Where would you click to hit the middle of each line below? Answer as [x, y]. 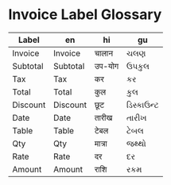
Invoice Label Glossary [85, 15]
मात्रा [101, 143]
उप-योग [107, 66]
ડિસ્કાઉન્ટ [142, 105]
